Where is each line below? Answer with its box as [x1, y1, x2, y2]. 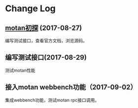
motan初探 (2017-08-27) [5, 24, 82, 32]
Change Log [5, 3, 56, 14]
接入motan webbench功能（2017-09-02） [5, 83, 137, 91]
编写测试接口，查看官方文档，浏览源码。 [5, 38, 87, 43]
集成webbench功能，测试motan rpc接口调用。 [5, 97, 100, 103]
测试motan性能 [5, 67, 35, 73]
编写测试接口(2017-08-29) [5, 54, 87, 62]
